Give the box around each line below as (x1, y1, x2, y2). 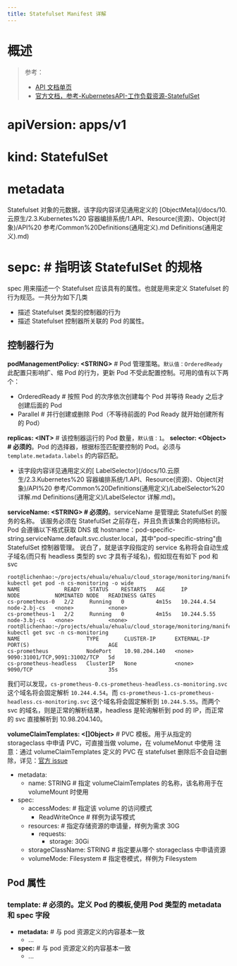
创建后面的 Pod (17, 400, 62, 410)
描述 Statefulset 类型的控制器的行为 (17, 308, 121, 316)
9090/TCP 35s (7, 666, 119, 673)
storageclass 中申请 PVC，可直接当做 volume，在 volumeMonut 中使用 (7, 739, 214, 747)
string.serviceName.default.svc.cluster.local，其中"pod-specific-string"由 (7, 534, 222, 542)
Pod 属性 (7, 877, 46, 889)
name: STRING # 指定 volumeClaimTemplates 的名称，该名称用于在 (28, 778, 224, 787)
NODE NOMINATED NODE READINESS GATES (7, 592, 157, 599)
